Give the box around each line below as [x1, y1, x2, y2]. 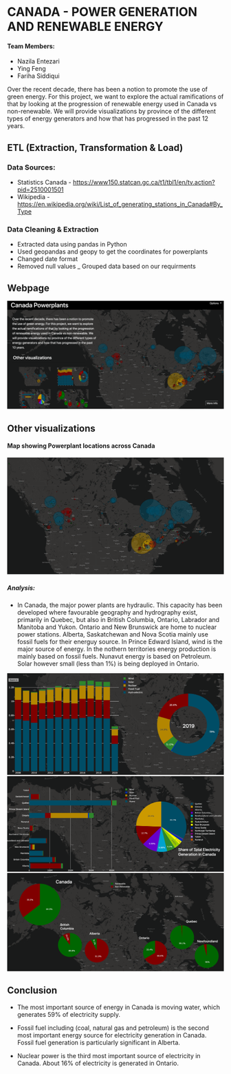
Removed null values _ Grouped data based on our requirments [16, 262, 196, 271]
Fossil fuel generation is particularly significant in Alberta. [16, 1038, 181, 1046]
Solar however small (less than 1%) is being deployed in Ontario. [16, 659, 199, 668]
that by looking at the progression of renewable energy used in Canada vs [7, 100, 217, 108]
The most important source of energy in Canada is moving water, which [16, 1003, 220, 1011]
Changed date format [16, 255, 78, 263]
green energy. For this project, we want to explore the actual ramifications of [7, 92, 224, 101]
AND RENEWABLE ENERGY [7, 19, 164, 34]
